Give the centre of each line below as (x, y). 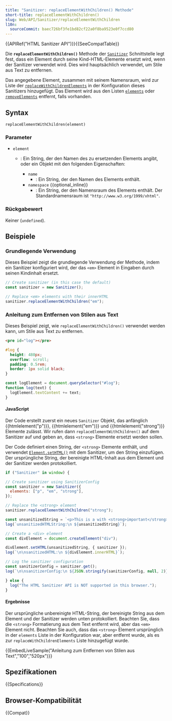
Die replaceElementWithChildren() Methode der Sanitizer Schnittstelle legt (85, 54)
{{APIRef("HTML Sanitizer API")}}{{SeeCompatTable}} (62, 44)
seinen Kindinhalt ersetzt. (32, 273)
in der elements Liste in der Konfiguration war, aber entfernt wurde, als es (82, 635)
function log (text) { (28, 388)
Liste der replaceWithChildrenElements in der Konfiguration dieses (75, 86)
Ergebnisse (18, 602)
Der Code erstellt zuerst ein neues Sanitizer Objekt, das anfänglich (77, 420)
